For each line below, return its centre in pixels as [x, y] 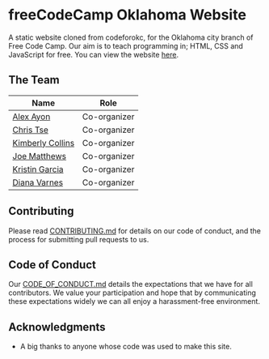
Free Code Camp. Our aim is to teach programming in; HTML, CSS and [126, 45]
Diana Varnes [38, 182]
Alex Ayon [32, 117]
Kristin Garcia [38, 169]
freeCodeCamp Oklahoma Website [127, 15]
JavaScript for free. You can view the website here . [94, 54]
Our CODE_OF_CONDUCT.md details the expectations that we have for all [130, 284]
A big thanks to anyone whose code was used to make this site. [126, 347]
